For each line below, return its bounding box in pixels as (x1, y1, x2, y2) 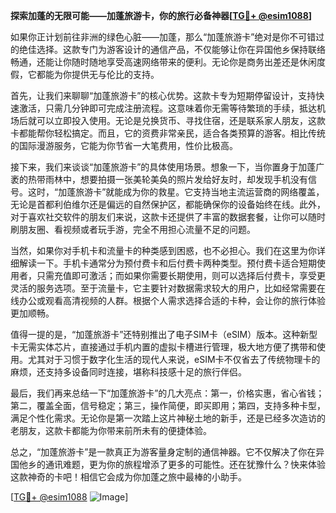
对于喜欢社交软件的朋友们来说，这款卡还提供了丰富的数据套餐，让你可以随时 (10, 211, 326, 223)
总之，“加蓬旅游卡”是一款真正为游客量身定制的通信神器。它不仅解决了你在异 (10, 446, 325, 458)
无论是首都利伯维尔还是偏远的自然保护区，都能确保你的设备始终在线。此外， (10, 199, 326, 210)
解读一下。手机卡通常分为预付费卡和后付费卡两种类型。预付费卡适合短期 (18, 257, 317, 269)
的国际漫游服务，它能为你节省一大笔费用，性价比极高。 (10, 140, 238, 151)
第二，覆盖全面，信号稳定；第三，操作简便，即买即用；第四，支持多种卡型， (10, 400, 326, 411)
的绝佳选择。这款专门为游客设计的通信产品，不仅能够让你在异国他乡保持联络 (10, 44, 326, 55)
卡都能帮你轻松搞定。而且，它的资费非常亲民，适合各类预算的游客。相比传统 (10, 127, 326, 139)
